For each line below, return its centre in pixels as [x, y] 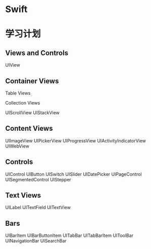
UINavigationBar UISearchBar [36, 241]
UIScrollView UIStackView [32, 113]
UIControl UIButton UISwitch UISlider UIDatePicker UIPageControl [74, 174]
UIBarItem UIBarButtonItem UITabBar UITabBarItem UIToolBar [69, 235]
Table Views [18, 93]
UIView [13, 65]
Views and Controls [37, 53]
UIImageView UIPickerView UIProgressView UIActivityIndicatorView [76, 140]
